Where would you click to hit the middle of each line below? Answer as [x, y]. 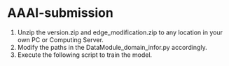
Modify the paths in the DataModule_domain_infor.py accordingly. [112, 47]
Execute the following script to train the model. [85, 55]
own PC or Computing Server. [60, 39]
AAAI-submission [60, 13]
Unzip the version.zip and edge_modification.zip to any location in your [120, 32]
